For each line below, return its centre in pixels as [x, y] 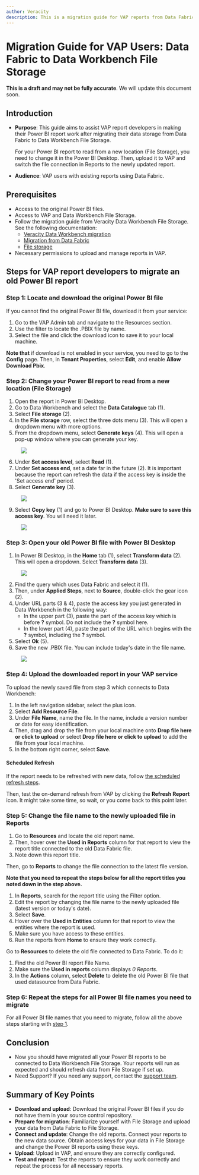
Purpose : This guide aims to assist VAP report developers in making [98, 128]
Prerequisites [31, 195]
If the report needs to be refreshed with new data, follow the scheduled [93, 776]
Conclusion [28, 1043]
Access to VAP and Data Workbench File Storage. [75, 215]
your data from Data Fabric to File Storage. [67, 1128]
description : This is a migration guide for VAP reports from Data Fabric [100, 17]
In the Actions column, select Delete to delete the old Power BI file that [101, 976]
